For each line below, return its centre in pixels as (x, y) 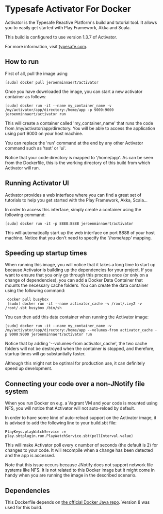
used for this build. (24, 507)
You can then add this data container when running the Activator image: (77, 317)
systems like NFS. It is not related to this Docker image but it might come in (80, 470)
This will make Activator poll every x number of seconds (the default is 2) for (81, 445)
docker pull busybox (28, 300)
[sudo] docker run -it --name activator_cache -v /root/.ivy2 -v (74, 304)
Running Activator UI (37, 183)
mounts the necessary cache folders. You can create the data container (77, 285)
